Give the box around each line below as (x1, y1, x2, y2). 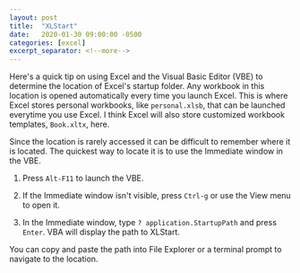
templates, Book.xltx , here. (9, 119, 110, 130)
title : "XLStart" (9, 22, 78, 31)
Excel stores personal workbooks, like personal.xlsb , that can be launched (9, 100, 286, 110)
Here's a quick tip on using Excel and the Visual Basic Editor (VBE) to (9, 71, 263, 82)
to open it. (21, 199, 60, 211)
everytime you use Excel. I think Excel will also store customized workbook (9, 110, 285, 120)
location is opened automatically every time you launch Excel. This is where (9, 91, 288, 101)
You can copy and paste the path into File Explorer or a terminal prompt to (9, 244, 282, 255)
